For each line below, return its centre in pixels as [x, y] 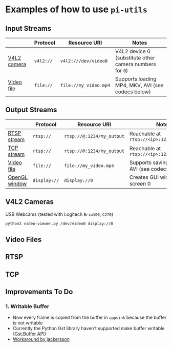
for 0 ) [122, 70]
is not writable [28, 323]
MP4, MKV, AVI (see [139, 85]
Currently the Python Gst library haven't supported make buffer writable [89, 329]
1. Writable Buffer [27, 306]
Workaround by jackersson [41, 339]
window [17, 183]
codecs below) [133, 92]
